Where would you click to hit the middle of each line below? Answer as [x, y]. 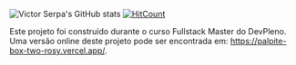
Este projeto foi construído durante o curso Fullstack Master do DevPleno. [148, 31]
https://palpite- [258, 41]
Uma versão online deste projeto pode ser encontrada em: [119, 41]
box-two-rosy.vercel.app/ [57, 51]
